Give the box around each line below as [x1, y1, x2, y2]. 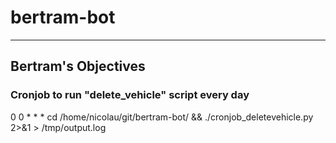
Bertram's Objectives [10, 58, 146, 75]
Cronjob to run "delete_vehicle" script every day [10, 88, 250, 102]
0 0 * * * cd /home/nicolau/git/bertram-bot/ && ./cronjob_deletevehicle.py [10, 111, 314, 123]
